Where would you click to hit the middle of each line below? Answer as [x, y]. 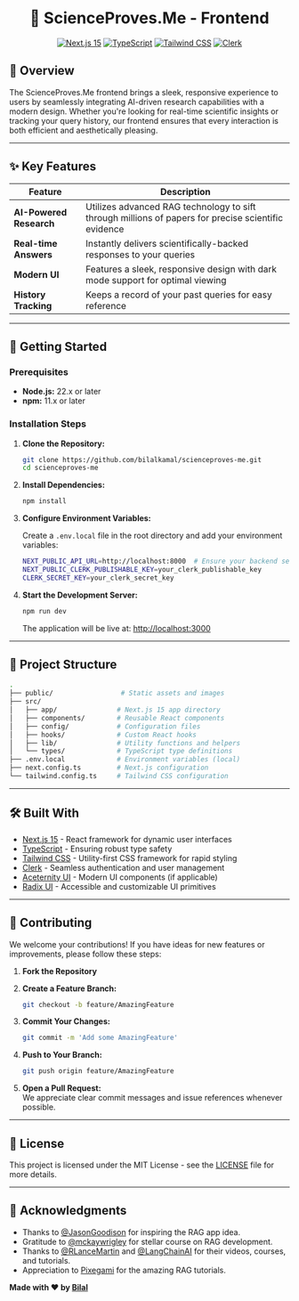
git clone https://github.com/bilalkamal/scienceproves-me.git [142, 459]
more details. [33, 1175]
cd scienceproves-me [60, 468]
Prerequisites [39, 371]
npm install [44, 501]
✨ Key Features [53, 167]
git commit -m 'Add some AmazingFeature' [100, 1038]
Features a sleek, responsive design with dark [182, 269]
